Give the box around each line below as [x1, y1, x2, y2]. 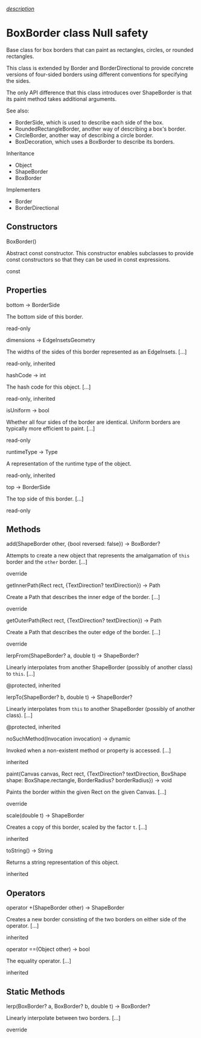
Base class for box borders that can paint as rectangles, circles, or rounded [6, 46, 194, 53]
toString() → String [6, 847, 53, 854]
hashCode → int [6, 371, 46, 378]
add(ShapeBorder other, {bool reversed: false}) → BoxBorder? [6, 540, 161, 548]
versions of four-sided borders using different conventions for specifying [6, 71, 188, 78]
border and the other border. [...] [6, 559, 88, 566]
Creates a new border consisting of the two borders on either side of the [6, 916, 187, 923]
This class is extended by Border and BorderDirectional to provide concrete [6, 64, 194, 71]
